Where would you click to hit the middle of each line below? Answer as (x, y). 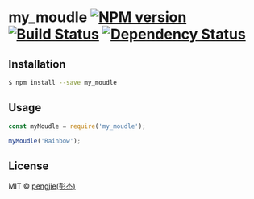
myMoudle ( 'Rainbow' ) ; (45, 141)
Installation (37, 64)
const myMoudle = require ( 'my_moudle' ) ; (77, 126)
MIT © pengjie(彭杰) (42, 186)
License (29, 166)
